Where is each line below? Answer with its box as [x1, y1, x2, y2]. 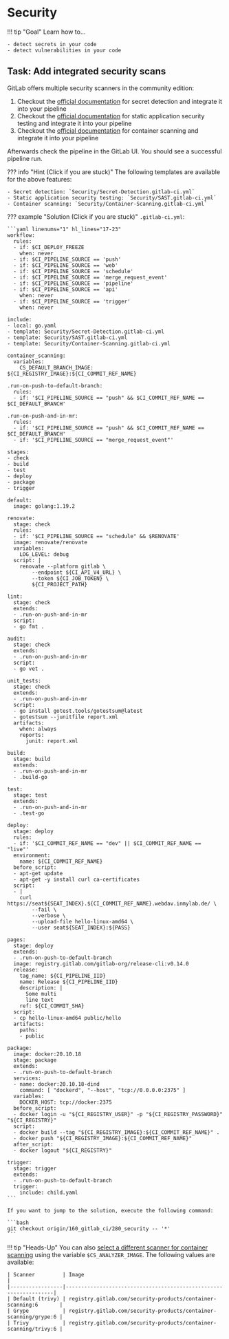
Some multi [25, 990, 57, 997]
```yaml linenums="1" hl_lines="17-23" [7, 226, 122, 233]
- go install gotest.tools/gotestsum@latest [13, 707, 143, 714]
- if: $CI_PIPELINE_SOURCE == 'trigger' [13, 298, 131, 305]
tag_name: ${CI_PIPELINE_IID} [19, 972, 107, 979]
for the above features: [7, 175, 72, 183]
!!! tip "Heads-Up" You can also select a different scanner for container [7, 1243, 208, 1252]
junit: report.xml [25, 738, 78, 745]
